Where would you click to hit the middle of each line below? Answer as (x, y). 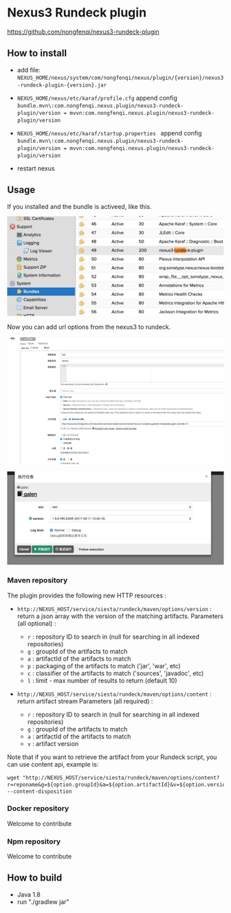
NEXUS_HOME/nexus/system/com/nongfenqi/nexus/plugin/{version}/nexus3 (120, 78)
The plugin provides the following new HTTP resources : (87, 595)
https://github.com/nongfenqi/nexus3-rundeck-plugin (83, 32)
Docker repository (38, 808)
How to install (37, 53)
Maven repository (37, 580)
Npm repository (34, 841)
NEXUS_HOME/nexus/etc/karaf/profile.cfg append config (97, 98)
